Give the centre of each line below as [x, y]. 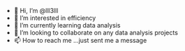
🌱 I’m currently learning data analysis [67, 25]
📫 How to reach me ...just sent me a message [80, 40]
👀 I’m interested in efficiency [55, 18]
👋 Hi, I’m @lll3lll [36, 11]
